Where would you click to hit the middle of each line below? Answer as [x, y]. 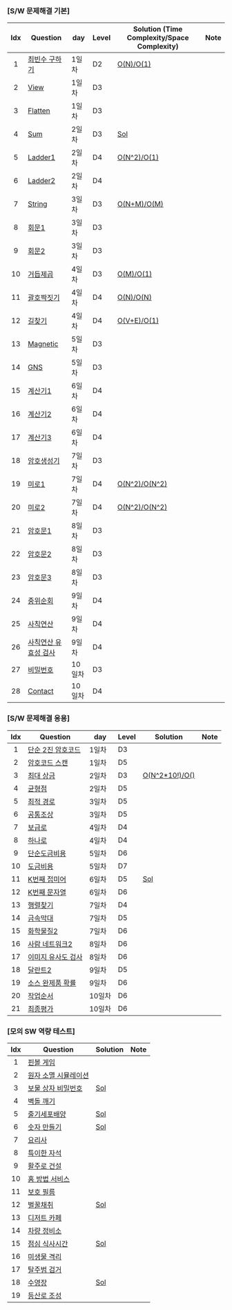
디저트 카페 [45, 1217]
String [37, 204]
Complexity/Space [158, 38]
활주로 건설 [45, 1166]
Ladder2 [41, 181]
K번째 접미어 [47, 879]
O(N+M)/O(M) [140, 204]
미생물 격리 [45, 1257]
